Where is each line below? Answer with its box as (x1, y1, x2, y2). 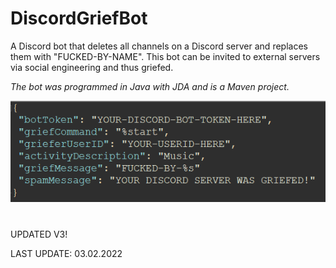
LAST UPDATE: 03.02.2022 (10, 247, 123, 259)
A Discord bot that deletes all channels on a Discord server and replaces (10, 40, 308, 52)
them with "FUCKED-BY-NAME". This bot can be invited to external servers (10, 50, 321, 62)
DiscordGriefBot (10, 7, 148, 30)
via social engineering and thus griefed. (10, 61, 174, 73)
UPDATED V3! (10, 228, 68, 240)
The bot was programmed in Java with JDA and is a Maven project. (10, 80, 290, 92)
